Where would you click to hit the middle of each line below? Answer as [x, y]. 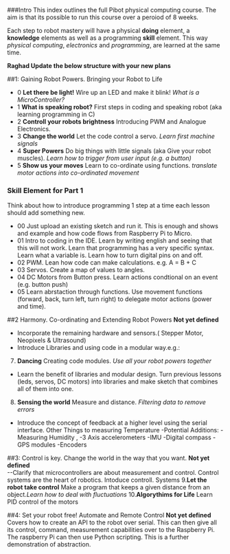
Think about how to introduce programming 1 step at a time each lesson [108, 206]
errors [26, 410]
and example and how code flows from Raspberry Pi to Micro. [104, 234]
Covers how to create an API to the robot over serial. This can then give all [112, 522]
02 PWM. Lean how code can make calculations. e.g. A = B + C [107, 263]
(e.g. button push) [43, 285]
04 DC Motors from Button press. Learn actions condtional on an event [117, 277]
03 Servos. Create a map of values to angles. [81, 270]
